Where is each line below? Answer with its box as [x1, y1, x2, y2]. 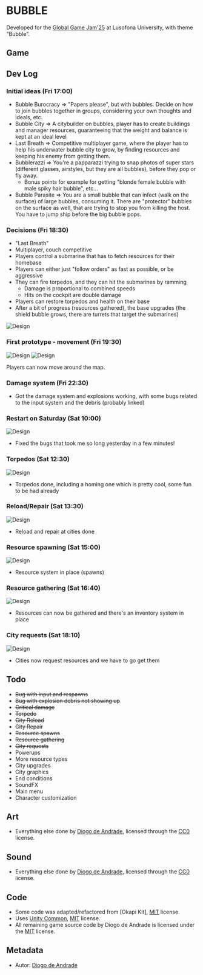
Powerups [15, 749, 41, 756]
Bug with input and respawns [15, 690, 88, 697]
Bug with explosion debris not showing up [15, 697, 120, 704]
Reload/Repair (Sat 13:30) [6, 502, 84, 511]
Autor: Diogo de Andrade [15, 961, 78, 968]
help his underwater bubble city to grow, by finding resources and [15, 146, 180, 153]
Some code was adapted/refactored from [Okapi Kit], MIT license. [15, 908, 180, 915]
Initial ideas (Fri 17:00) [6, 86, 73, 95]
